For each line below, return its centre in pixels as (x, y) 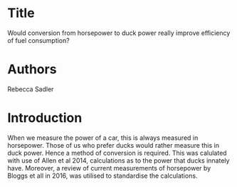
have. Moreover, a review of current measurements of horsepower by (109, 168)
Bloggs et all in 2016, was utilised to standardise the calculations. (102, 176)
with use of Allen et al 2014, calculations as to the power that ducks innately (118, 160)
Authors (32, 70)
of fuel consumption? (38, 40)
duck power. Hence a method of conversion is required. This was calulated (117, 153)
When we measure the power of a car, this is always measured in (103, 138)
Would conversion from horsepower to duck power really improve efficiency (119, 33)
